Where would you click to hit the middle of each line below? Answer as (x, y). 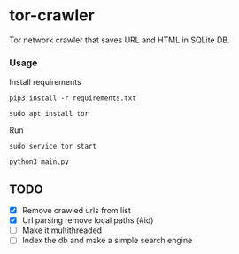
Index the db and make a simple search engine (107, 241)
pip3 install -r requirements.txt (73, 98)
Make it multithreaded (62, 230)
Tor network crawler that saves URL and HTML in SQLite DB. (119, 40)
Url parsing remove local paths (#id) (88, 220)
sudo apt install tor (49, 114)
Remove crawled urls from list (76, 211)
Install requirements (45, 82)
